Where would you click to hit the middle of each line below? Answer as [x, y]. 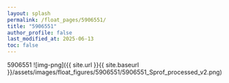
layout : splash [29, 13]
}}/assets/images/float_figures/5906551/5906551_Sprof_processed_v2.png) [115, 72]
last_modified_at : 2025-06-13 [51, 39]
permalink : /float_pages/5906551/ [57, 20]
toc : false [23, 45]
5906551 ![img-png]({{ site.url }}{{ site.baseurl [73, 65]
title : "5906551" [32, 26]
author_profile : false [40, 33]
